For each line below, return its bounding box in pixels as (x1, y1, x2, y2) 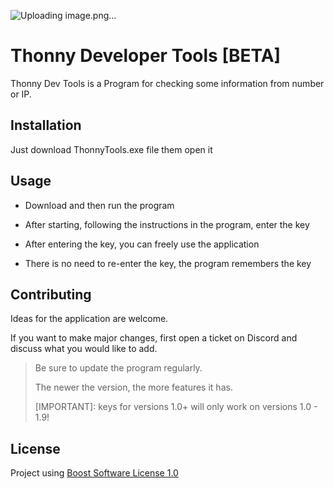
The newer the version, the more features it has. (34, 381, 233, 394)
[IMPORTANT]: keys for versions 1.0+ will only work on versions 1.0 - (34, 401, 318, 413)
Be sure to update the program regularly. (34, 362, 203, 374)
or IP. (10, 88, 32, 100)
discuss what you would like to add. (10, 343, 158, 355)
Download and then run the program (24, 199, 175, 211)
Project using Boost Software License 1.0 (10, 467, 179, 479)
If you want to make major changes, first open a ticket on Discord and (10, 332, 298, 344)
